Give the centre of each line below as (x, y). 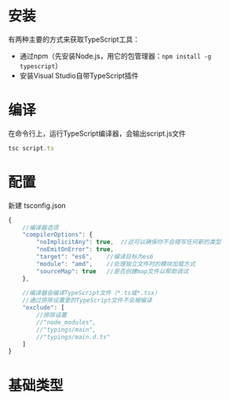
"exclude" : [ (44, 308)
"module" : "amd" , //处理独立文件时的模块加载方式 (116, 264)
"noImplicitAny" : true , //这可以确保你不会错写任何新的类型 (129, 242)
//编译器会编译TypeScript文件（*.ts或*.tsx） (91, 293)
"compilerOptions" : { (57, 235)
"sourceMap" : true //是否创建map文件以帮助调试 (113, 271)
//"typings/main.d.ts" (73, 337)
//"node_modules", (66, 322)
